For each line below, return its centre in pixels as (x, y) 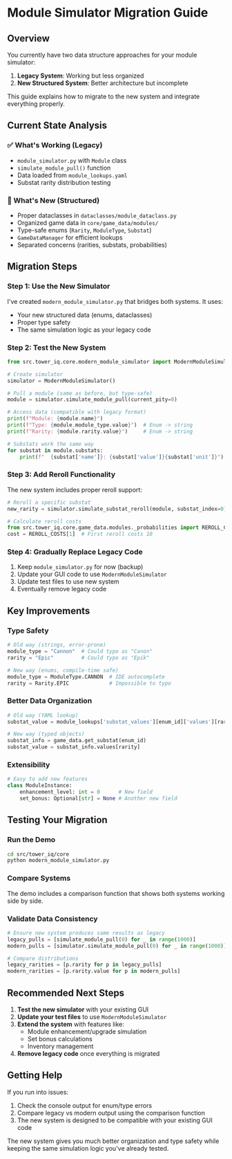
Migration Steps (42, 267)
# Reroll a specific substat (49, 502)
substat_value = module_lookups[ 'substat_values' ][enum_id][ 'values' (109, 721)
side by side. (25, 901)
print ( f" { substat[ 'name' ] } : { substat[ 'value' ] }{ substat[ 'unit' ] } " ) (122, 457)
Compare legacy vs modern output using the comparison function (111, 1113)
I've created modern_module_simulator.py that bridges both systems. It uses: (115, 301)
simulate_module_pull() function (64, 168)
